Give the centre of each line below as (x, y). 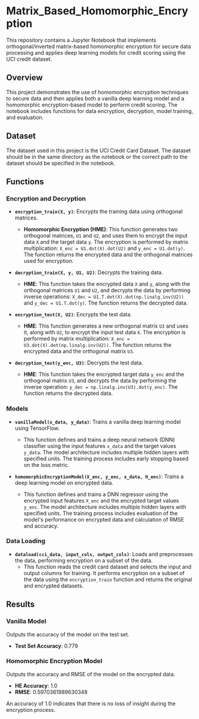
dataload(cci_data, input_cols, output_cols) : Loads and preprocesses (104, 554)
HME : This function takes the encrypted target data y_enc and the (104, 374)
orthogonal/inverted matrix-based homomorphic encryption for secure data (99, 46)
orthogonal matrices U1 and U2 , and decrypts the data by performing (107, 290)
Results (20, 605)
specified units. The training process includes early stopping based (106, 459)
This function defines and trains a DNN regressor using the (96, 494)
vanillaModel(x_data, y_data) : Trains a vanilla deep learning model (98, 422)
